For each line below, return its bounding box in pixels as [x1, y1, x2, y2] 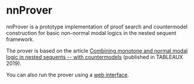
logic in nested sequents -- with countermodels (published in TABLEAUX [6, 53, 183, 60]
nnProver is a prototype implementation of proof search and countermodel [6, 23, 188, 30]
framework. [6, 35, 34, 43]
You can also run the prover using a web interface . [6, 71, 129, 78]
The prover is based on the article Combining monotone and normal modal [6, 47, 188, 54]
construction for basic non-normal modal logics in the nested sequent [6, 29, 176, 36]
